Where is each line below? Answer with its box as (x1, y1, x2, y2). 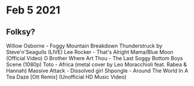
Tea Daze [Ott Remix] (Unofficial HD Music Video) (6, 74, 127, 80)
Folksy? (6, 27, 35, 37)
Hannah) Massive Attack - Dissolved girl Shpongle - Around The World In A (6, 67, 189, 74)
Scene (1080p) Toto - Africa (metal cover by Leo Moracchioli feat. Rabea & (6, 61, 187, 68)
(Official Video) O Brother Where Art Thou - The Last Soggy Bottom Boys (6, 55, 183, 61)
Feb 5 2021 (6, 4, 61, 17)
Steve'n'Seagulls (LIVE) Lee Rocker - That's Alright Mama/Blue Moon (6, 49, 173, 56)
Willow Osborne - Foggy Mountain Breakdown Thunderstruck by (6, 42, 163, 49)
